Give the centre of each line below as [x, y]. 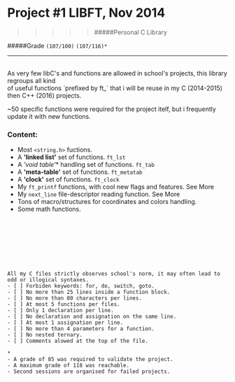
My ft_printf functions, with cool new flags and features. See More [116, 187]
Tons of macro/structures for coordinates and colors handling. [107, 202]
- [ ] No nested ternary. [45, 335]
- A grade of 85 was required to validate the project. [90, 360]
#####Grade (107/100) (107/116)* [57, 45]
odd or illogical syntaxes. [48, 280]
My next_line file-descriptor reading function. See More [99, 194]
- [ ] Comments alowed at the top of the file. [78, 341]
